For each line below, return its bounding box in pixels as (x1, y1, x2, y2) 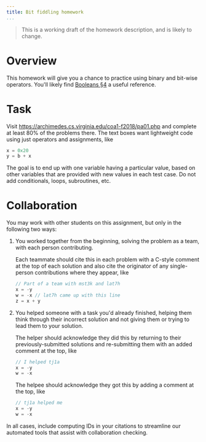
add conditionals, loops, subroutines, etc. (6, 177, 111, 185)
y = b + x (6, 153, 32, 160)
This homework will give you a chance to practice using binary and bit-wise (6, 74, 198, 82)
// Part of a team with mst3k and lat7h (15, 281, 121, 287)
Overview (6, 53, 57, 68)
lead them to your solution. (15, 322, 84, 329)
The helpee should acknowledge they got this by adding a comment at (15, 381, 194, 389)
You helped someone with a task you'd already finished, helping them (15, 309, 192, 316)
